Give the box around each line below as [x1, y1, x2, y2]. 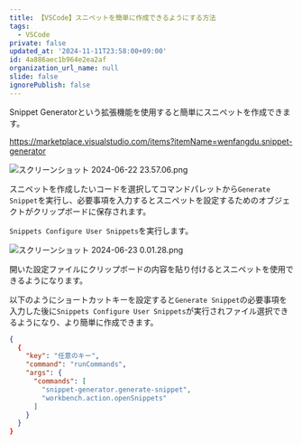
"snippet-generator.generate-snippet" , [41, 385, 192, 394]
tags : [9, 22, 30, 31]
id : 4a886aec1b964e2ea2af [9, 55, 106, 64]
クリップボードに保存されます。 [32, 205, 151, 217]
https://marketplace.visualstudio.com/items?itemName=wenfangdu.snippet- [9, 136, 293, 146]
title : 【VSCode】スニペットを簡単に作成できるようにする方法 [9, 13, 216, 23]
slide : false [9, 72, 59, 81]
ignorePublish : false [9, 80, 91, 90]
